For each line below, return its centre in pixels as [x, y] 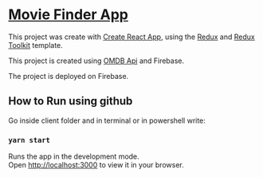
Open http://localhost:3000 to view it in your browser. [96, 165]
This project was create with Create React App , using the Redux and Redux [131, 37]
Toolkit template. [36, 45]
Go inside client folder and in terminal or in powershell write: [107, 120]
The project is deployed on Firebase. [69, 76]
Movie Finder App [69, 15]
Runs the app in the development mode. [74, 156]
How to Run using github [71, 101]
